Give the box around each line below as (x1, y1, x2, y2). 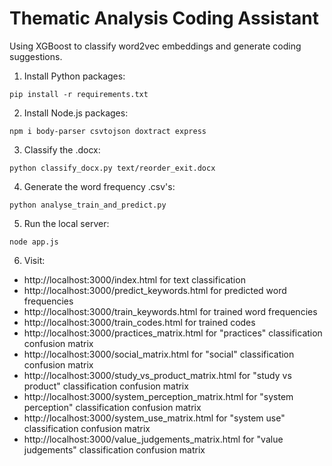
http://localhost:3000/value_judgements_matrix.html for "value (23, 433, 284, 445)
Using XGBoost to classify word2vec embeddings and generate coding (9, 40, 302, 52)
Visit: (23, 254, 46, 266)
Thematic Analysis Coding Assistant (9, 7, 319, 30)
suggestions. (9, 50, 63, 62)
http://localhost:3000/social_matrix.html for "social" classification (23, 348, 295, 360)
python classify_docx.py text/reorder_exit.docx (9, 163, 216, 173)
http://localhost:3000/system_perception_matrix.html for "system (23, 390, 294, 402)
